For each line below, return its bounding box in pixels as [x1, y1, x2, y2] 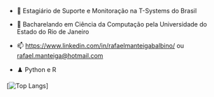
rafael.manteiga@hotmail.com [16, 52, 104, 59]
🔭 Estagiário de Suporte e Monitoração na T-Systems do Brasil [16, 7, 197, 15]
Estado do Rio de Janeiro [16, 28, 90, 36]
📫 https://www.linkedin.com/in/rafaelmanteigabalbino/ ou [16, 42, 185, 50]
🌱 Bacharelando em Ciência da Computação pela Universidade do [16, 20, 208, 28]
